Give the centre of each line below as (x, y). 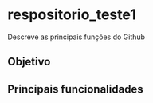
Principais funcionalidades (76, 89)
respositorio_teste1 (72, 15)
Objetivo (29, 62)
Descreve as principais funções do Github (76, 37)
